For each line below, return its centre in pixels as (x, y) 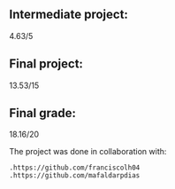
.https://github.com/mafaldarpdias (75, 176)
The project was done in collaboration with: (88, 152)
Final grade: (43, 113)
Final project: (46, 64)
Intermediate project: (68, 15)
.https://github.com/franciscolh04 (75, 168)
